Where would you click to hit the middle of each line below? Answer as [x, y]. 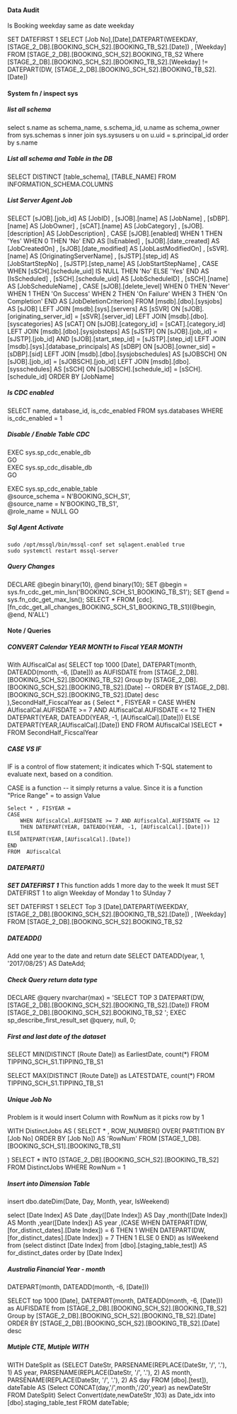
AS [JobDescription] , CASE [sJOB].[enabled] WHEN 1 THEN [134, 233]
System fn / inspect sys [43, 93]
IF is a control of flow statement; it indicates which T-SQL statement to [110, 767]
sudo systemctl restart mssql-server [63, 551]
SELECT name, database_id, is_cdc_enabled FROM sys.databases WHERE [116, 411]
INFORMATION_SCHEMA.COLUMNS [60, 184]
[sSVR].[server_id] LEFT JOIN [123, 316]
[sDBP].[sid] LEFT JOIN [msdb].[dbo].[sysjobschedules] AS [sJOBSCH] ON [117, 354]
